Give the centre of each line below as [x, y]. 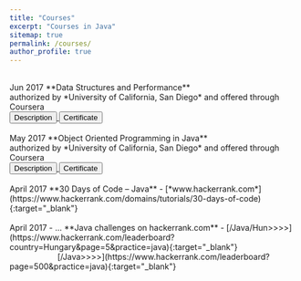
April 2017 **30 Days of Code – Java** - [87, 189]
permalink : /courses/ [51, 43]
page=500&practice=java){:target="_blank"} [93, 266]
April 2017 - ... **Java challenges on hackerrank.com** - [117, 228]
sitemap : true [36, 35]
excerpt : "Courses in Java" [63, 26]
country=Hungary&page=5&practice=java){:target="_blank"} [124, 247]
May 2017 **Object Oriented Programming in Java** [109, 139]
